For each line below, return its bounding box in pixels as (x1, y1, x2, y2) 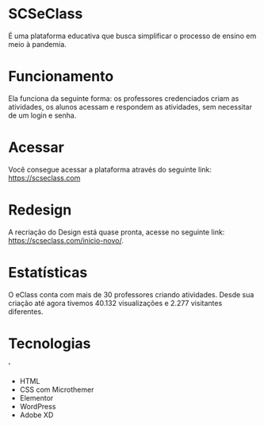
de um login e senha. (8, 110, 77, 120)
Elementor (19, 393, 54, 402)
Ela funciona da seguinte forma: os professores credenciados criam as (8, 93, 239, 103)
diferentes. (8, 307, 44, 316)
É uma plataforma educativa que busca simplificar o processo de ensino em (8, 31, 257, 41)
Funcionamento (8, 68, 114, 86)
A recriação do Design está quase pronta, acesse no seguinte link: (8, 227, 225, 237)
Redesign (8, 201, 72, 219)
